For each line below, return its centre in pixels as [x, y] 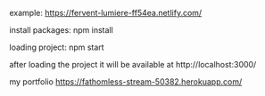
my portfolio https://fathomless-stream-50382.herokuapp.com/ [126, 82]
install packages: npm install [61, 30]
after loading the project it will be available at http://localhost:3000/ [133, 64]
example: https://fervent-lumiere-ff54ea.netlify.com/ [106, 13]
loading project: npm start [57, 47]
